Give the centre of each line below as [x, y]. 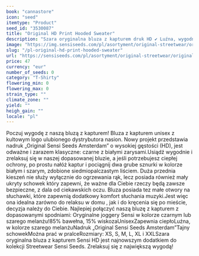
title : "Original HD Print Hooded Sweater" [61, 34]
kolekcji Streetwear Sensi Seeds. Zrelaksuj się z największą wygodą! [90, 247]
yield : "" [18, 105]
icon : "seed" [22, 17]
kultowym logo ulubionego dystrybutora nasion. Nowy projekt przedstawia [97, 139]
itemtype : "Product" [32, 23]
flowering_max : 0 [28, 89]
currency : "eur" [26, 67]
